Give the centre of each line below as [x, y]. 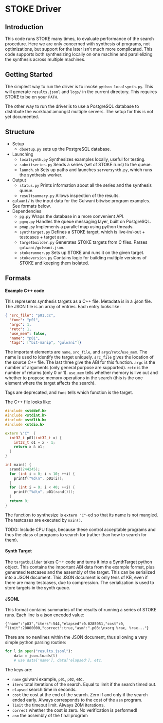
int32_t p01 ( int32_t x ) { [36, 438]
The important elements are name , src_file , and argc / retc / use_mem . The [76, 352]
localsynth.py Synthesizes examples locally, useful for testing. [82, 159]
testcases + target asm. [43, 237]
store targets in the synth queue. [38, 588]
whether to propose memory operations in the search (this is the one [74, 378]
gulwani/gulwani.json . [42, 247]
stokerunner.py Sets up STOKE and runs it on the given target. [82, 253]
